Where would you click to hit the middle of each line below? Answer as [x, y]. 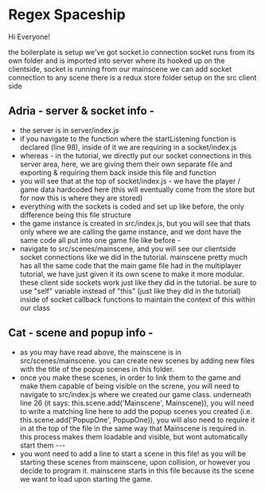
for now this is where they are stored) [81, 197]
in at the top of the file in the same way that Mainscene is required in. [133, 428]
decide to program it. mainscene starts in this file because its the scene [137, 471]
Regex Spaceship [67, 15]
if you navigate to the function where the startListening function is [128, 139]
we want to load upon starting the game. [86, 478]
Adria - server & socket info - [82, 111]
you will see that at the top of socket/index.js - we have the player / [130, 181]
